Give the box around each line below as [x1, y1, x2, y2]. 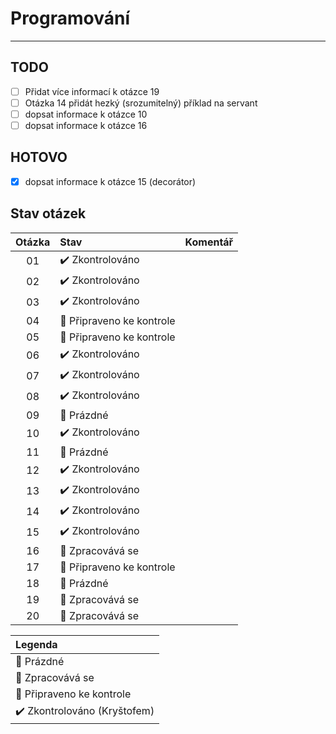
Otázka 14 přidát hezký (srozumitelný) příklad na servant [24, 97, 258, 109]
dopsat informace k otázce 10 [24, 108, 148, 120]
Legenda [15, 637, 58, 651]
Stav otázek [10, 205, 87, 222]
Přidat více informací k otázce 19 [24, 85, 160, 97]
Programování [10, 7, 131, 30]
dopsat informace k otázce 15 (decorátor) [24, 175, 197, 187]
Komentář [184, 235, 234, 249]
